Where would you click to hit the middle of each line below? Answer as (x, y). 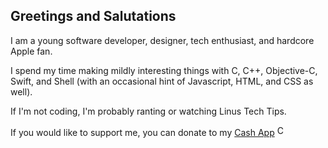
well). (21, 91)
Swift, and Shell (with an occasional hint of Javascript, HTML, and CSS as (162, 81)
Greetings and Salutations (93, 16)
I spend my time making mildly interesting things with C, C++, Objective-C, (164, 70)
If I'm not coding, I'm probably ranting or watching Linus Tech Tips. (148, 111)
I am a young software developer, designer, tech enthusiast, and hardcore (162, 40)
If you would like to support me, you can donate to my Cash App (142, 132)
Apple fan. (31, 51)
